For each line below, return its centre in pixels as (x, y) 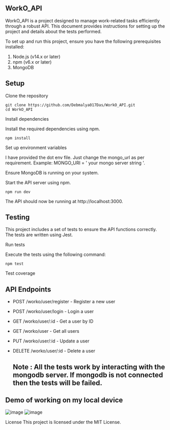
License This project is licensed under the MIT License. (63, 422)
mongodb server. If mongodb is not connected (88, 375)
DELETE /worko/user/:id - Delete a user (54, 351)
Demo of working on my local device (64, 400)
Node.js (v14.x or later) (36, 56)
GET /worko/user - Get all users (46, 331)
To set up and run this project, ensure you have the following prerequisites (83, 41)
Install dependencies (27, 119)
